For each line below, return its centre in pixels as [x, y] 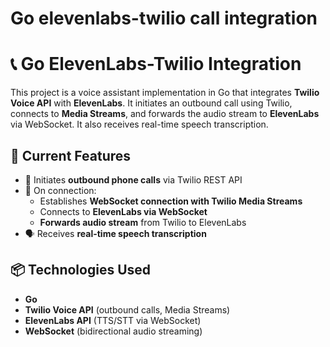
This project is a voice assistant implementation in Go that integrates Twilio [165, 93]
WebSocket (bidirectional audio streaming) [113, 331]
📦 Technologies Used [81, 270]
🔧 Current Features [71, 155]
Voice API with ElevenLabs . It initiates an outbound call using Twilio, [151, 103]
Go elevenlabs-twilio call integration [164, 18]
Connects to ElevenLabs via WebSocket [123, 211]
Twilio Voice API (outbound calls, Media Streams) [127, 309]
